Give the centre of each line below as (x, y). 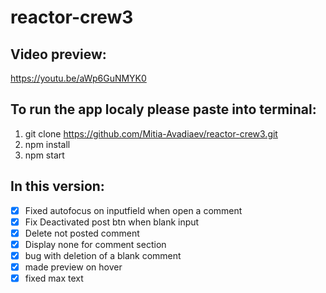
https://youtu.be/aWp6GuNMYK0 (78, 78)
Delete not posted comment (82, 233)
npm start (44, 155)
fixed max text (54, 278)
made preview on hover (73, 267)
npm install (47, 144)
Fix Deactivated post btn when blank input (112, 222)
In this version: (57, 186)
